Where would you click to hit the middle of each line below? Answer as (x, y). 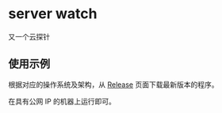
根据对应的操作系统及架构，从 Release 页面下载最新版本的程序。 (113, 85)
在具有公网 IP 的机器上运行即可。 (62, 101)
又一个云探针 (29, 36)
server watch (53, 14)
